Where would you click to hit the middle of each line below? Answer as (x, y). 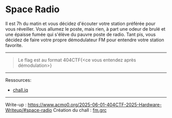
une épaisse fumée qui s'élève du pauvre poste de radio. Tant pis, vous (81, 34)
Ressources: (18, 80)
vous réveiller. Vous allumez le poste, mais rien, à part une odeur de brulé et (85, 29)
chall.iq (20, 90)
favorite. (14, 45)
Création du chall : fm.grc (80, 110)
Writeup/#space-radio (29, 110)
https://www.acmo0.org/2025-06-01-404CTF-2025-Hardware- (95, 104)
